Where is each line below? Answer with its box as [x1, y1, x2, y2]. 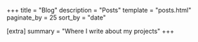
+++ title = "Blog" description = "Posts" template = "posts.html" [6, 6, 192, 14]
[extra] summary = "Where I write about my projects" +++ [6, 27, 175, 35]
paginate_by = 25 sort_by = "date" [6, 13, 106, 22]
